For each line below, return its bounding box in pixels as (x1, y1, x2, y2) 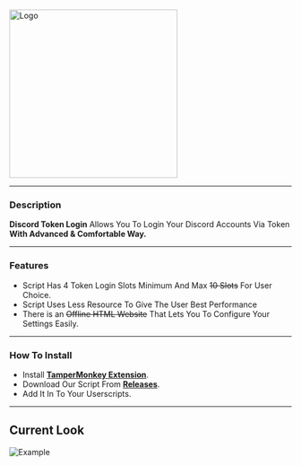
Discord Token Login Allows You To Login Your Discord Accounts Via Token (9, 219, 290, 230)
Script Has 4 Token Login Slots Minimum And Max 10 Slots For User (21, 279, 272, 291)
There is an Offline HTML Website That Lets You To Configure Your (21, 308, 271, 319)
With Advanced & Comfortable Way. (9, 229, 147, 240)
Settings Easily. (21, 318, 79, 329)
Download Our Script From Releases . (21, 378, 160, 390)
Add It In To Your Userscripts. (21, 388, 132, 399)
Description (9, 198, 62, 211)
